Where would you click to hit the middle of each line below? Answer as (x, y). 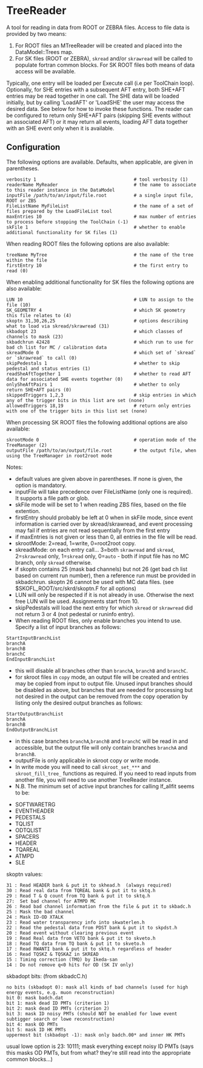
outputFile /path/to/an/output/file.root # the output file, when (101, 450)
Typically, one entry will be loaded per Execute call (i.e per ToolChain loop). (101, 83)
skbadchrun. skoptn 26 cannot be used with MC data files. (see (94, 582)
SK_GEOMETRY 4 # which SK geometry (96, 310)
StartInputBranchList (34, 638)
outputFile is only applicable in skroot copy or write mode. (88, 760)
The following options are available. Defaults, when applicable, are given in (100, 162)
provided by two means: (36, 33)
